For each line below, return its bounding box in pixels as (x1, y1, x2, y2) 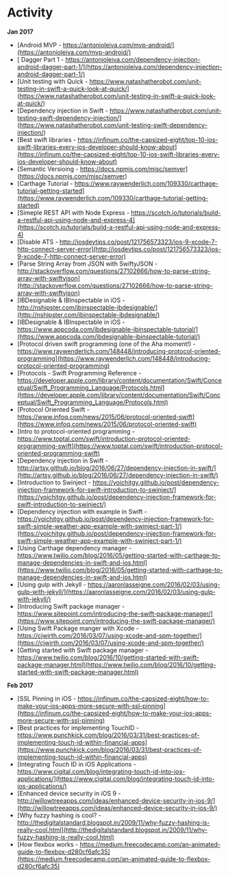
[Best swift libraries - (16, 135, 77, 143)
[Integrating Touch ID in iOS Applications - (16, 760, 137, 768)
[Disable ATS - (16, 237, 58, 246)
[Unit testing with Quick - (16, 77, 88, 85)
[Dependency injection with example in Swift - (16, 507, 147, 515)
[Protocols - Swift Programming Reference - (16, 369, 142, 377)
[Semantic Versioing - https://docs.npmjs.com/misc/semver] (16, 165, 188, 173)
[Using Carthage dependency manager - (16, 543, 132, 552)
